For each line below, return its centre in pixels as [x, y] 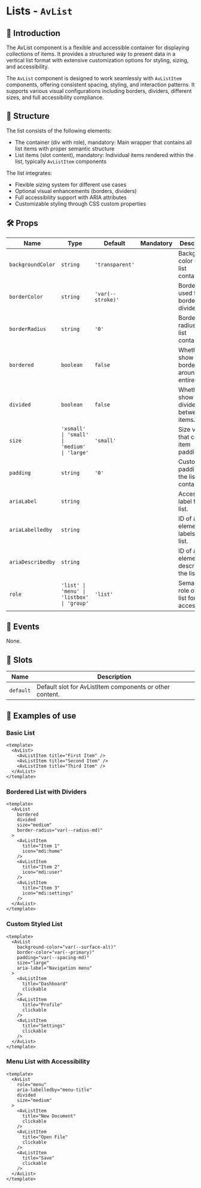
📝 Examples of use [41, 715]
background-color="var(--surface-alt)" [67, 947]
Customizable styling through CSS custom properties [80, 203]
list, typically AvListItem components [60, 161]
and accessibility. [28, 67]
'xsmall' [73, 429]
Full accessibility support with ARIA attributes [71, 197]
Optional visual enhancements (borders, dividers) [76, 191]
